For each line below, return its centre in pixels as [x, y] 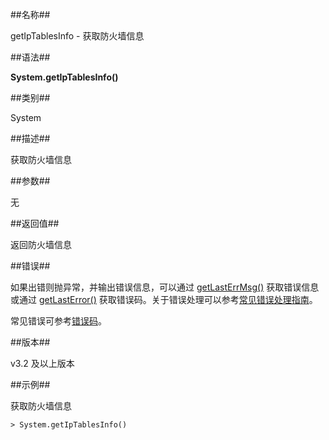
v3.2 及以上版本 [42, 363]
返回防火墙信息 [41, 244]
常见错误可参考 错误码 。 [58, 321]
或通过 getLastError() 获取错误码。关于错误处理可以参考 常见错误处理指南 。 [164, 299]
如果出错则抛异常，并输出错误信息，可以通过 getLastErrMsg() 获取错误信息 [165, 287]
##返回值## [35, 223]
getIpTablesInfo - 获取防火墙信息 [77, 36]
